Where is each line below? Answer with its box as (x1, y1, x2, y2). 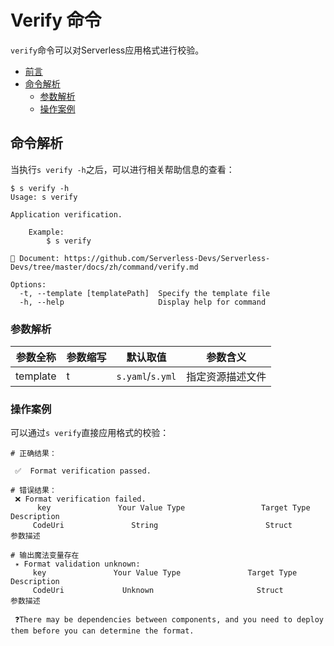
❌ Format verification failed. (14, 494, 147, 505)
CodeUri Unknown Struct (32, 586, 284, 596)
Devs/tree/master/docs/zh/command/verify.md (10, 262, 199, 272)
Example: (28, 227, 65, 237)
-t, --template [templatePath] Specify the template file (19, 288, 271, 298)
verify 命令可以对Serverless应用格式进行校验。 (10, 44, 205, 56)
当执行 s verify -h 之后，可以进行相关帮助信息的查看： (10, 163, 235, 175)
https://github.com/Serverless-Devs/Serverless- (63, 253, 271, 263)
